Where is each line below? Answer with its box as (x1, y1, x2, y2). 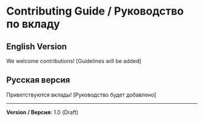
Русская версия (6, 75, 70, 86)
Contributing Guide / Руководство (6, 4, 184, 18)
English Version (6, 41, 67, 52)
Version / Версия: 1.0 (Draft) (6, 108, 79, 116)
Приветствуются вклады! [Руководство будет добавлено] (6, 91, 157, 98)
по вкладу (6, 17, 61, 31)
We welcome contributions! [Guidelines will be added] (6, 58, 141, 64)
